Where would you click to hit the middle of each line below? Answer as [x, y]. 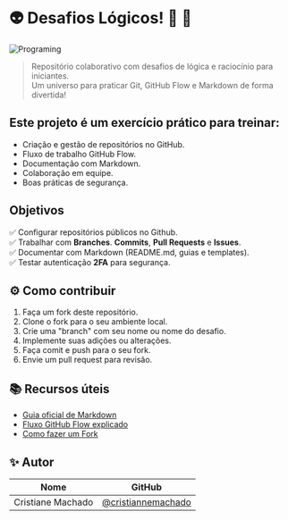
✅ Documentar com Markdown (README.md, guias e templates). [129, 252]
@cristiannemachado [147, 502]
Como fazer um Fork [60, 434]
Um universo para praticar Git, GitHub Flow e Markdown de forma [152, 85]
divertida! [49, 95]
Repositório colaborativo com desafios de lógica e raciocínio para [152, 66]
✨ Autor [32, 462]
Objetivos [37, 210]
